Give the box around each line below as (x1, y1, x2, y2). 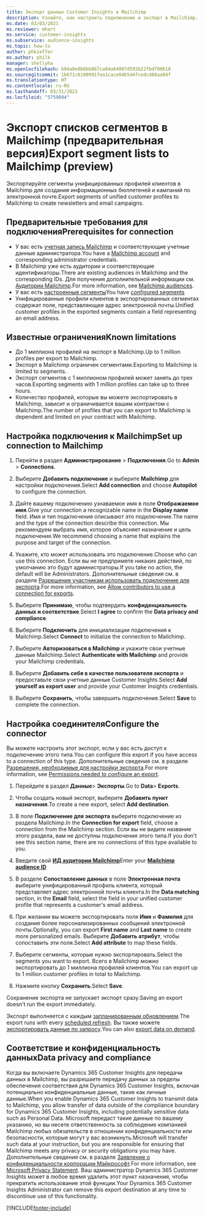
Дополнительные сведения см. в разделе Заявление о (6, 1153, 151, 1161)
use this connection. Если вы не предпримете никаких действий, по (15, 557, 192, 564)
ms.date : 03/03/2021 (6, 20, 59, 26)
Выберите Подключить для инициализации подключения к (15, 626, 171, 634)
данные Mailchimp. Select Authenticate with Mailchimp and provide (15, 651, 188, 659)
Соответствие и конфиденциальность (6, 1043, 161, 1054)
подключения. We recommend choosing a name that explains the (15, 533, 181, 540)
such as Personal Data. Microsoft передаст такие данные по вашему (6, 1114, 184, 1122)
